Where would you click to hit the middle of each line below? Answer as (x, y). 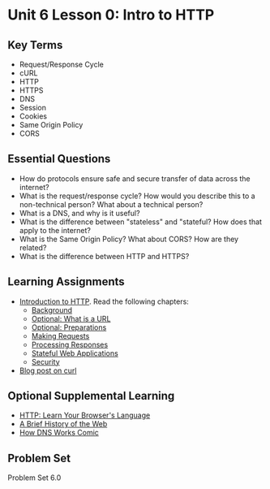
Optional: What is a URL (71, 318)
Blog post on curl (48, 370)
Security (45, 361)
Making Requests (60, 335)
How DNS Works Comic (59, 433)
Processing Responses (70, 344)
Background (52, 309)
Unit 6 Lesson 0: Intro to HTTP (111, 15)
